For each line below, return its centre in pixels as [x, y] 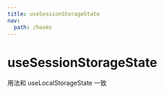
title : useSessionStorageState [54, 14]
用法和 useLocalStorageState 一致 [57, 83]
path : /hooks [33, 27]
